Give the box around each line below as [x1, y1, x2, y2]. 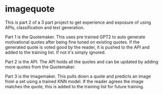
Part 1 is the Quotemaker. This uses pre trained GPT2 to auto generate [5, 34, 145, 40]
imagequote [5, 3, 55, 15]
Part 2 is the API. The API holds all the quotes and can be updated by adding [5, 59, 158, 64]
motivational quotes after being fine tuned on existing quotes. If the [5, 39, 140, 45]
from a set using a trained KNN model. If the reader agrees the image [5, 78, 144, 84]
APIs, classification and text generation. [5, 24, 85, 30]
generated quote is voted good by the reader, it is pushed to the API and [5, 44, 150, 50]
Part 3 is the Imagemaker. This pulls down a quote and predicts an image [5, 73, 151, 79]
